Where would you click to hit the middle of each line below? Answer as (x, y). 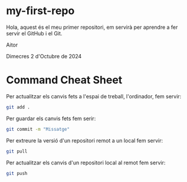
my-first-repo (40, 11)
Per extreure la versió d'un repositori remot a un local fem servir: (85, 140)
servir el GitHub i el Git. (34, 33)
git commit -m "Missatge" (38, 129)
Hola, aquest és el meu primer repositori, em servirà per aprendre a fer (92, 27)
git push (17, 173)
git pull (17, 151)
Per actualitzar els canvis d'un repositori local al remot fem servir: (86, 163)
